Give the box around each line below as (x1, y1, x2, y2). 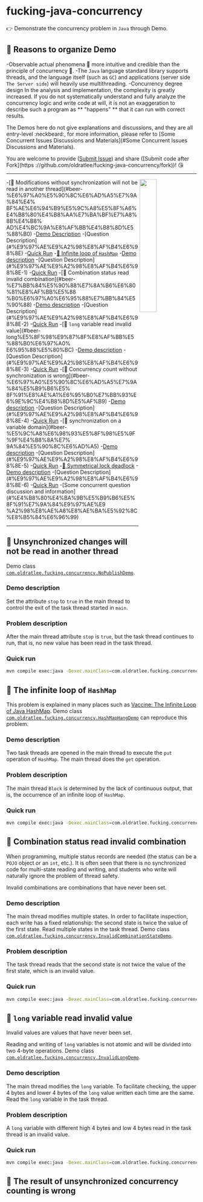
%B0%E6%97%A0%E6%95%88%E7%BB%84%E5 (6, 294, 136, 302)
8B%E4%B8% (6, 217, 42, 225)
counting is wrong (6, 1186, 76, 1196)
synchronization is (6, 371, 52, 379)
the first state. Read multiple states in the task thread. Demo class (6, 926, 170, 933)
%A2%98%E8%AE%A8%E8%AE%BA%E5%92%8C (6, 507, 138, 514)
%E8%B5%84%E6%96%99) (6, 513, 79, 520)
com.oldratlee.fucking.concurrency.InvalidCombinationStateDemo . (6, 932, 173, 940)
